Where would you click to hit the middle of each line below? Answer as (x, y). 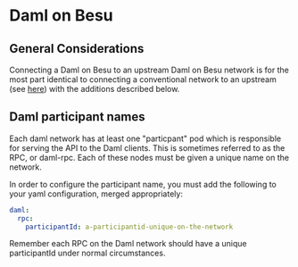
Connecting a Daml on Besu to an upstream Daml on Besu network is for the (149, 70)
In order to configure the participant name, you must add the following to (143, 184)
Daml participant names (77, 117)
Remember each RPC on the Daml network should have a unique (128, 244)
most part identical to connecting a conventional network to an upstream (143, 79)
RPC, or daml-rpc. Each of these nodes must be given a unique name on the (149, 157)
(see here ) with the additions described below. (95, 89)
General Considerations (77, 49)
